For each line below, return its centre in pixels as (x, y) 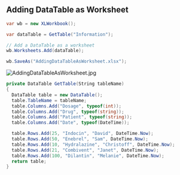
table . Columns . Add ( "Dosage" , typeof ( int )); (66, 106)
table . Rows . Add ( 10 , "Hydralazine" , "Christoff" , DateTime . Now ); (93, 145)
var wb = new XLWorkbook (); (41, 23)
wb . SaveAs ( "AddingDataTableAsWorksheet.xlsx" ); (67, 62)
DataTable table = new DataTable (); (57, 95)
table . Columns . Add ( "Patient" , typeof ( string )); (72, 117)
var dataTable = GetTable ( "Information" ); (60, 34)
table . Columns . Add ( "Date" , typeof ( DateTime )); (71, 123)
